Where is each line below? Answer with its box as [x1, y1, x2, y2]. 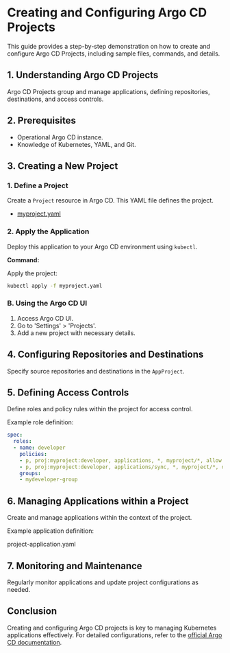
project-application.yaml [7, 540, 77, 549]
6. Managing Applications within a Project [7, 495, 190, 507]
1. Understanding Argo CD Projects [7, 69, 159, 81]
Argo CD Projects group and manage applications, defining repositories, [7, 87, 210, 95]
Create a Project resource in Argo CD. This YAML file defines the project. [7, 196, 214, 205]
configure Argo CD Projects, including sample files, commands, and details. [7, 49, 220, 58]
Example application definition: [7, 527, 94, 535]
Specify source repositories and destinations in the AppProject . [7, 367, 185, 375]
